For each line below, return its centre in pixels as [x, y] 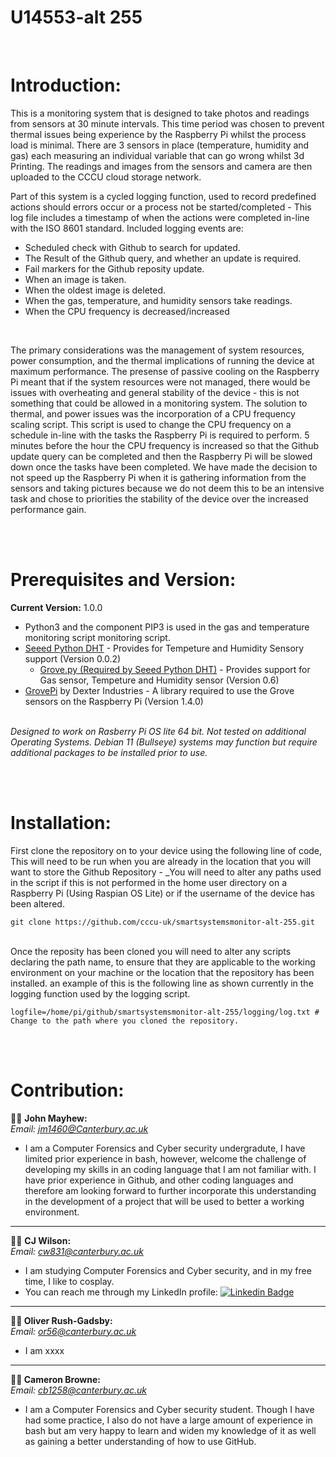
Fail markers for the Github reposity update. [114, 268]
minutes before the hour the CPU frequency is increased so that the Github [165, 445]
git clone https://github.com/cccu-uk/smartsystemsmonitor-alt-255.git [162, 922]
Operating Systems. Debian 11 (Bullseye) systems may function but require [164, 742]
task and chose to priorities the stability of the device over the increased [159, 498]
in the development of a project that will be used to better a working [164, 1201]
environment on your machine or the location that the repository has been [162, 972]
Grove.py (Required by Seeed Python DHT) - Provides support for [175, 669]
